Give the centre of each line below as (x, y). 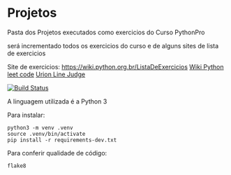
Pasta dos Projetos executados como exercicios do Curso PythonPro (106, 32)
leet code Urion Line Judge (46, 74)
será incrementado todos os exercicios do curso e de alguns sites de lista (113, 45)
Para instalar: (26, 115)
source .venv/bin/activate (46, 134)
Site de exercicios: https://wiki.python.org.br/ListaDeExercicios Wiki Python (116, 66)
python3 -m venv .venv (40, 127)
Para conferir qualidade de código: (57, 153)
